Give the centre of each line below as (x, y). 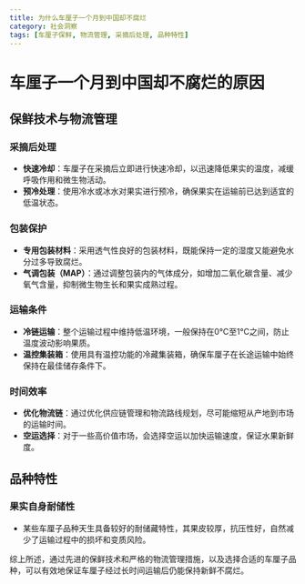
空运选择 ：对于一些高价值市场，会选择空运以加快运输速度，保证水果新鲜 (158, 436)
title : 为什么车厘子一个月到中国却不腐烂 (78, 18)
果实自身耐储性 (42, 507)
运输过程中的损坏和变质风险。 (95, 539)
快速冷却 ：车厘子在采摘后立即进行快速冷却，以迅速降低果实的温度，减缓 (158, 168)
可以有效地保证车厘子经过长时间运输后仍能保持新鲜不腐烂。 (137, 570)
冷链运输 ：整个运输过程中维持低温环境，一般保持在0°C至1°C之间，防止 (156, 331)
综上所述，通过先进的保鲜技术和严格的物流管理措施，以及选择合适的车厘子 (149, 559)
